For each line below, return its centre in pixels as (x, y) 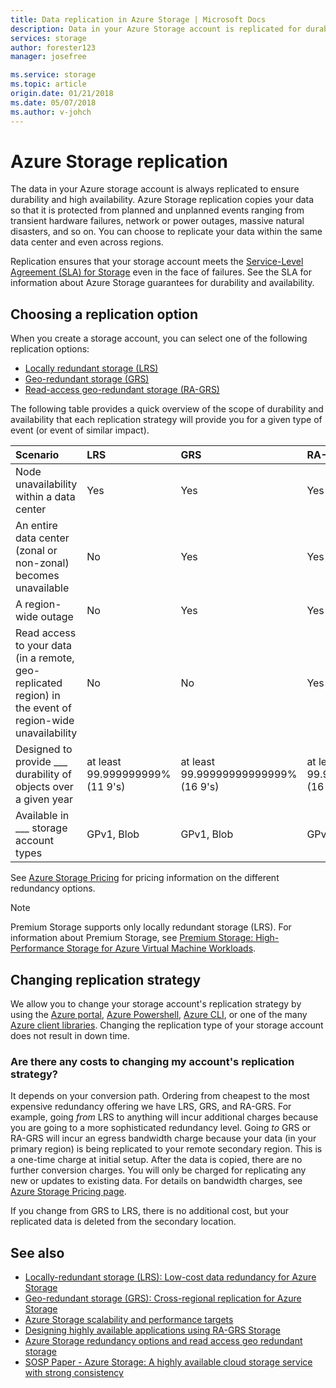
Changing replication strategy (106, 979)
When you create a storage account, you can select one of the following (159, 338)
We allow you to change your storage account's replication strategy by (156, 1004)
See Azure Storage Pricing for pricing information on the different (145, 878)
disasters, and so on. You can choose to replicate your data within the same (166, 232)
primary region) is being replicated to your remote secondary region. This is (166, 1149)
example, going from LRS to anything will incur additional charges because (164, 1117)
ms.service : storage (53, 75)
